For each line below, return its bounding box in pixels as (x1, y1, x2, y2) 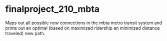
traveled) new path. (5, 30, 45, 36)
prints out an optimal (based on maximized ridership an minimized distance (5, 25, 160, 31)
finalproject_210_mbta (5, 3, 100, 15)
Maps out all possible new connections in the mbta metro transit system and (5, 20, 162, 26)
